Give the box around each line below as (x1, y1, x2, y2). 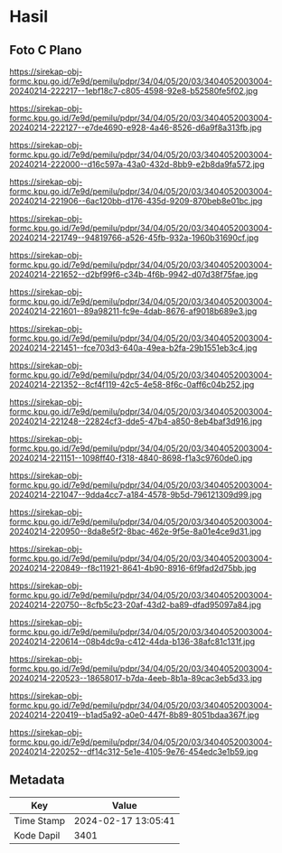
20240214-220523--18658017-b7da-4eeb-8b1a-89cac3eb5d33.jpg (9, 673, 262, 683)
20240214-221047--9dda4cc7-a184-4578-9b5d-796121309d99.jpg (9, 490, 262, 500)
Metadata (9, 773, 65, 788)
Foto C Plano (9, 42, 82, 58)
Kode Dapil (14, 829, 61, 841)
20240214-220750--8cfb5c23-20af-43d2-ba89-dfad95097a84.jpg (9, 599, 262, 610)
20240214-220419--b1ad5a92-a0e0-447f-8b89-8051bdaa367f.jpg (9, 709, 259, 720)
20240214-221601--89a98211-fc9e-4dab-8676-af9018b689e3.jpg (9, 305, 258, 316)
